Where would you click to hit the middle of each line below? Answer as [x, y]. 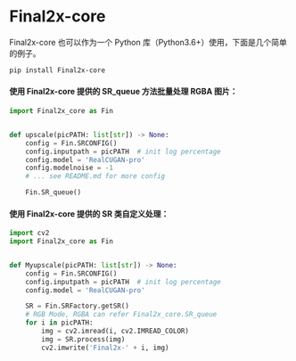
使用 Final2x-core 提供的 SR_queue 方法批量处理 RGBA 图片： [123, 92]
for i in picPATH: [59, 323]
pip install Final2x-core [57, 70]
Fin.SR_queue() [53, 193]
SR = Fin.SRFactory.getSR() [77, 306]
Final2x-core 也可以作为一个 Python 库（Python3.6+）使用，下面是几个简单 [148, 42]
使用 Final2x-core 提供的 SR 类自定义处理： [89, 213]
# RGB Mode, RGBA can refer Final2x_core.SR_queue [121, 315]
